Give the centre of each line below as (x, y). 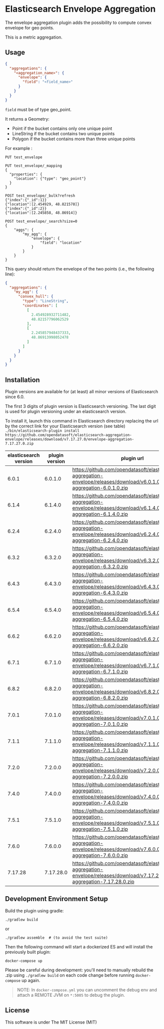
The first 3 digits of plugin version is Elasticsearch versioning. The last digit (81, 406)
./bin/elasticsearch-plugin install (42, 431)
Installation (22, 380)
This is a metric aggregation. (34, 37)
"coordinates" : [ (40, 306)
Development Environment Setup (57, 899)
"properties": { (26, 174)
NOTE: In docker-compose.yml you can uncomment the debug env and (87, 989)
